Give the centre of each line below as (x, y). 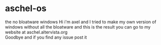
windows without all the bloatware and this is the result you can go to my (78, 27)
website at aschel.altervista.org (36, 32)
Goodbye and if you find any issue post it (46, 37)
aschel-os (26, 8)
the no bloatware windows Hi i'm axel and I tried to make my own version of (81, 22)
